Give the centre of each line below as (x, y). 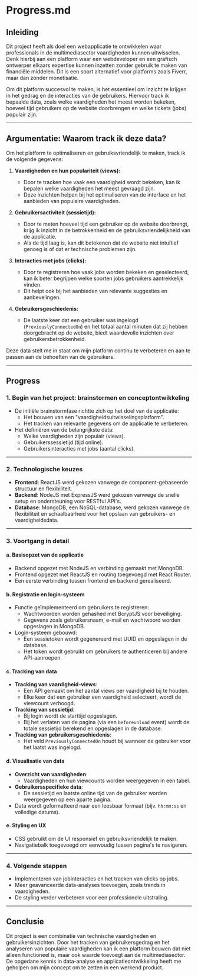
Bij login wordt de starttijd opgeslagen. (70, 716)
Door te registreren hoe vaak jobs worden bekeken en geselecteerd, (106, 272)
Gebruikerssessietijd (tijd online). (63, 442)
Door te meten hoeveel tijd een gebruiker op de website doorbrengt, (106, 224)
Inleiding (23, 32)
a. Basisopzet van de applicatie (45, 555)
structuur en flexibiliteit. (43, 489)
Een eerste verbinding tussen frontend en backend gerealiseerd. (93, 580)
